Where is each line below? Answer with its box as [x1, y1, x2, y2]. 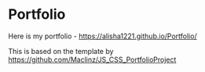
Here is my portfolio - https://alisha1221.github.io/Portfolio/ [8, 31, 198, 41]
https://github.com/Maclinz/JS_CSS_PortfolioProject [8, 55, 177, 64]
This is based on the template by [8, 46, 114, 56]
